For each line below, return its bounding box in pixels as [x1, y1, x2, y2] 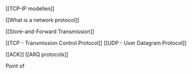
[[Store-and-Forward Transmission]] [5, 28, 94, 35]
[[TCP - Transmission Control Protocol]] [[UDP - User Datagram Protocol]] [5, 40, 187, 46]
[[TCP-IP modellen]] [5, 5, 55, 12]
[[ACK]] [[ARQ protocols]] [5, 51, 69, 58]
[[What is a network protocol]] [5, 17, 79, 23]
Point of [5, 62, 25, 69]
